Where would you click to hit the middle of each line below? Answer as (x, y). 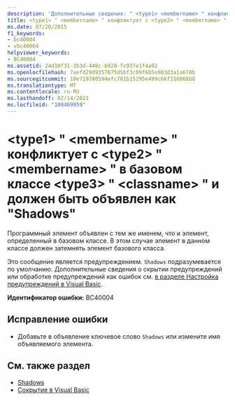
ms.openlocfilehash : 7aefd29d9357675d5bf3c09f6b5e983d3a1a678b (101, 72)
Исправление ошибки (58, 319)
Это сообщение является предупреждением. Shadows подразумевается (114, 261)
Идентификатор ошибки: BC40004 (60, 297)
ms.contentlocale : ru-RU (43, 92)
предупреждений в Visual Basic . (55, 283)
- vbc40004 (23, 46)
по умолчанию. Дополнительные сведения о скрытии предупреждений (115, 269)
